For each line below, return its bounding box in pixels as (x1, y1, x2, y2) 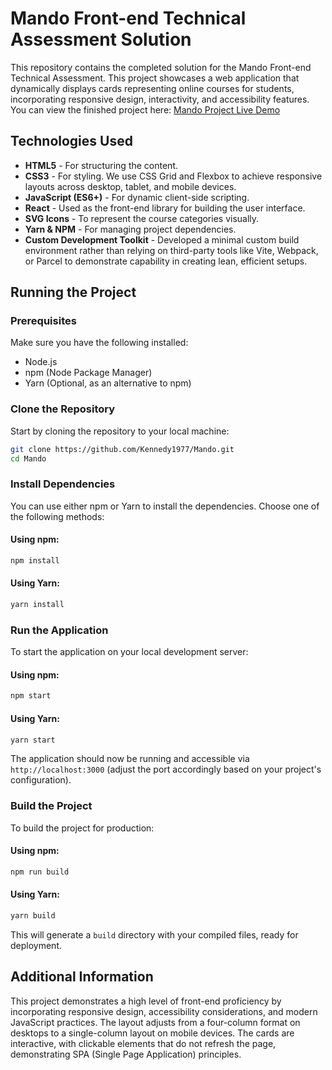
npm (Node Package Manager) (24, 367, 153, 379)
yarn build (10, 910, 56, 921)
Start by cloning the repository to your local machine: (10, 425, 230, 437)
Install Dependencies (10, 477, 116, 491)
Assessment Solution (10, 28, 192, 51)
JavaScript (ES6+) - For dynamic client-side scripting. (24, 191, 250, 203)
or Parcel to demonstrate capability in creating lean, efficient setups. (24, 255, 308, 267)
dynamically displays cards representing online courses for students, (10, 82, 295, 94)
